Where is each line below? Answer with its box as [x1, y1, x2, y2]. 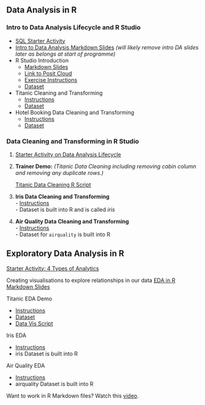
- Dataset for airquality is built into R [15, 231, 111, 238]
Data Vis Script [15, 319, 53, 327]
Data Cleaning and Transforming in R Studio [6, 137, 140, 146]
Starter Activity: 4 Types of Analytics [6, 264, 99, 272]
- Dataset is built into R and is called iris [15, 206, 115, 213]
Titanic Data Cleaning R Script [15, 180, 91, 188]
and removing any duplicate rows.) [15, 169, 104, 176]
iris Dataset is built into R [15, 350, 78, 357]
